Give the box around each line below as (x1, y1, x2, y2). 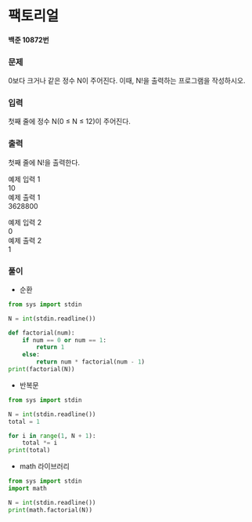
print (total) (8, 447, 51, 454)
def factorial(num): (8, 329, 76, 337)
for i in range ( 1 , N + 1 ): (8, 432, 96, 440)
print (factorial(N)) (8, 366, 76, 374)
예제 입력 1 (8, 174, 41, 184)
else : (22, 351, 41, 359)
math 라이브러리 (19, 462, 70, 471)
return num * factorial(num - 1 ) (36, 358, 146, 366)
